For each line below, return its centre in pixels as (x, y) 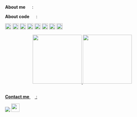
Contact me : (21, 97)
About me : (19, 7)
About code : (21, 16)
